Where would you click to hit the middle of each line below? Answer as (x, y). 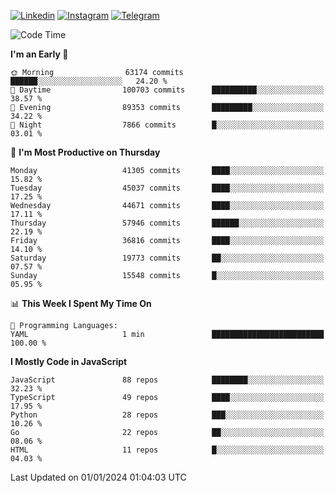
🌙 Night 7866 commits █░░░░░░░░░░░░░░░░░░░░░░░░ (167, 125)
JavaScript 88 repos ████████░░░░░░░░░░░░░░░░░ (167, 380)
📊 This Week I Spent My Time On (81, 303)
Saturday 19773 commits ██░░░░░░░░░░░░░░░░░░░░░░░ (167, 258)
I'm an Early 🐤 (39, 54)
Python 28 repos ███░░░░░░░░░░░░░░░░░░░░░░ (167, 415)
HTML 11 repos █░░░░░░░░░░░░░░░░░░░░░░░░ (167, 450)
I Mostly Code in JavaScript (69, 361)
